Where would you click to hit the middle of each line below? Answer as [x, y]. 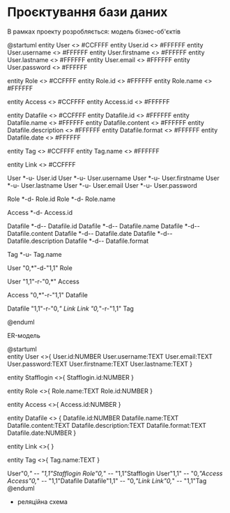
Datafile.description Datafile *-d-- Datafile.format [78, 241]
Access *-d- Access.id [40, 212]
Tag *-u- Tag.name [35, 254]
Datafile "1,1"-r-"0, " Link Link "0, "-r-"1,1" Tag [71, 308]
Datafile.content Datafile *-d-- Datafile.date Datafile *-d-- [90, 233]
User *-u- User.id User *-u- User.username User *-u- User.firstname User [113, 178]
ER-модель [24, 335]
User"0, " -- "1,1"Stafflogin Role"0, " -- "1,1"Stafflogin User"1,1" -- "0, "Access [115, 473]
